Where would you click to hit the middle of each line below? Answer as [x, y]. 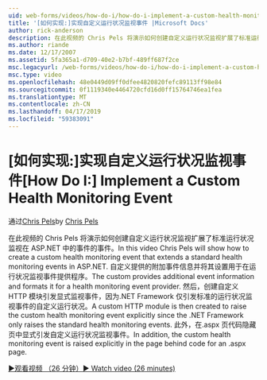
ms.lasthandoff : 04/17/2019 [55, 112]
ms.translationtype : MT [48, 97]
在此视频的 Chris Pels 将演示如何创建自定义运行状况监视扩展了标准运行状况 [131, 238]
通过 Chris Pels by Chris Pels [54, 221]
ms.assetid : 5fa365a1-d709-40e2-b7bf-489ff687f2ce [94, 60]
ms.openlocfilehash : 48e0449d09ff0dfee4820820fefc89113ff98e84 [115, 82]
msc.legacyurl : [33, 68]
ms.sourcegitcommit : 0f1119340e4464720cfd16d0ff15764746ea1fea [115, 89]
